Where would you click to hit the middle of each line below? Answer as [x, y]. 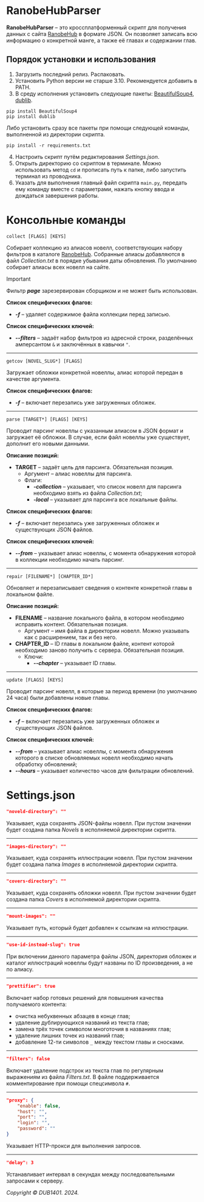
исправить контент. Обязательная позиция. [71, 624]
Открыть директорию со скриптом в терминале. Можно [88, 163]
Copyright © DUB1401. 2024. [42, 1192]
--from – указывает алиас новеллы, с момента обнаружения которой [105, 553]
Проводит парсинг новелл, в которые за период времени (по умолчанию [102, 691]
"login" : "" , [34, 1123]
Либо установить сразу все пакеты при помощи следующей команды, [98, 128]
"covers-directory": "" [36, 881]
